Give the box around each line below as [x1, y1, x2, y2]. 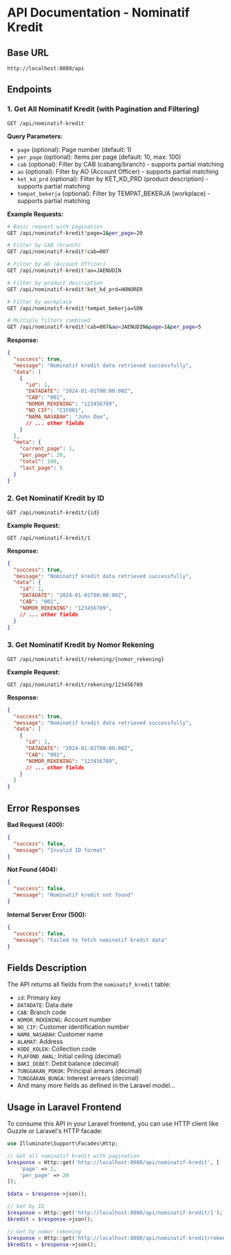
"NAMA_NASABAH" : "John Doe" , [25, 413, 109, 420]
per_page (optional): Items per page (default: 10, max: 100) [16, 153, 181, 161]
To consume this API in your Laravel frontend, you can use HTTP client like [7, 1119, 219, 1128]
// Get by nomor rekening [7, 1228, 81, 1235]
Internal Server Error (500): [7, 910, 87, 919]
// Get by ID [7, 1203, 45, 1210]
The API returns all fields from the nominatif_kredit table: [7, 980, 171, 989]
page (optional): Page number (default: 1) [16, 145, 132, 153]
